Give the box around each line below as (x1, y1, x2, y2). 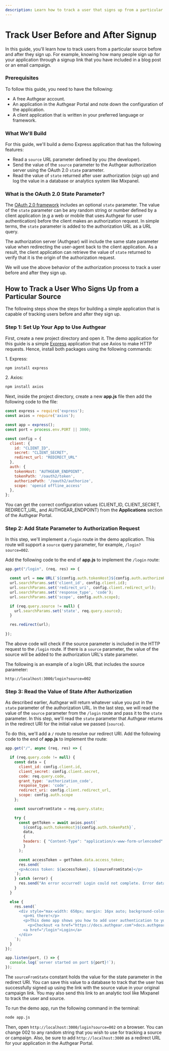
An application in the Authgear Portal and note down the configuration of (12, 101, 163, 107)
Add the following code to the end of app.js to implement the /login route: (5, 557, 160, 563)
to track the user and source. (5, 995, 65, 1002)
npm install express (5, 365, 49, 371)
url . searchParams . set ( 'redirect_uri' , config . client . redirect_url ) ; (10, 585, 156, 591)
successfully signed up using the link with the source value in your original (5, 985, 160, 991)
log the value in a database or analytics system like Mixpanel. (12, 178, 140, 184)
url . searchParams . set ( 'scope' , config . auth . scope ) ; (10, 594, 121, 600)
